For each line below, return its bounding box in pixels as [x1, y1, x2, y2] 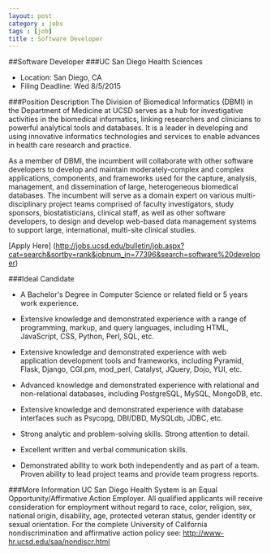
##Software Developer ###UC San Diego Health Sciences [8, 57, 203, 67]
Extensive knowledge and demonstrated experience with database [19, 404, 243, 415]
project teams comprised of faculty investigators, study [48, 199, 234, 209]
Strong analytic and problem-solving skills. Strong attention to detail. [19, 429, 250, 439]
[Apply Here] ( [8, 241, 56, 251]
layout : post [8, 11, 53, 20]
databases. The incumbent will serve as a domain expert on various [8, 190, 234, 200]
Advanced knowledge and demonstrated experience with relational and [19, 380, 260, 390]
